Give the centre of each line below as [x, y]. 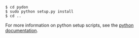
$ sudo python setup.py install [39, 11]
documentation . [22, 30]
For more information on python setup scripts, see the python [69, 25]
